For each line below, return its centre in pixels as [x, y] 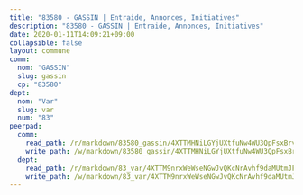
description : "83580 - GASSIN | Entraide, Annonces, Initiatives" [137, 26]
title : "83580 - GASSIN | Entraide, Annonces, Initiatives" [125, 18]
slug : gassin [42, 76]
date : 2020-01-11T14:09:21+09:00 [72, 34]
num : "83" [36, 118]
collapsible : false [46, 43]
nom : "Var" [38, 101]
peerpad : [26, 127]
